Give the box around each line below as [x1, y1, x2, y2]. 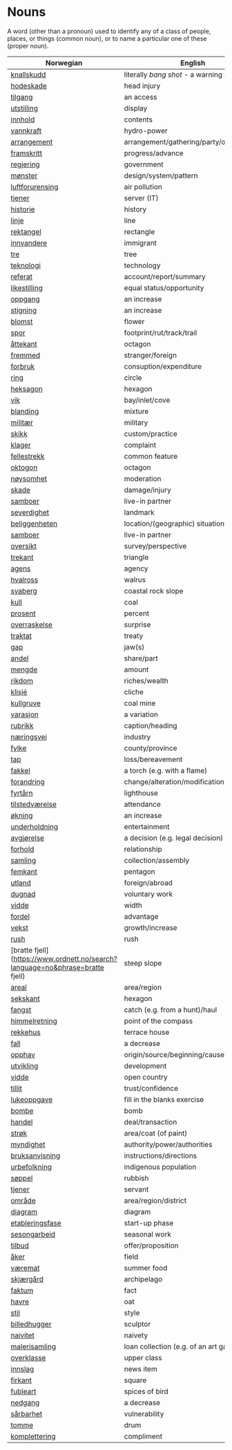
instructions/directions [124, 1151, 197, 1161]
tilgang [10, 92, 33, 102]
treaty [124, 631, 144, 640]
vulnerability [124, 1409, 164, 1418]
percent [124, 609, 150, 618]
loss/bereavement [124, 754, 183, 764]
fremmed [10, 350, 41, 360]
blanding [10, 406, 39, 416]
